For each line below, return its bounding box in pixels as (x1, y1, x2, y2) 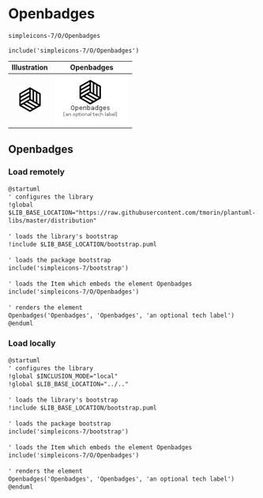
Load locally (8, 338, 56, 349)
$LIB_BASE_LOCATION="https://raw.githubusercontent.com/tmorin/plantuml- (8, 209, 257, 217)
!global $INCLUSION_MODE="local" (8, 372, 118, 380)
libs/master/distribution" (8, 217, 97, 224)
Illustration (11, 62, 49, 72)
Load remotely (8, 166, 66, 177)
